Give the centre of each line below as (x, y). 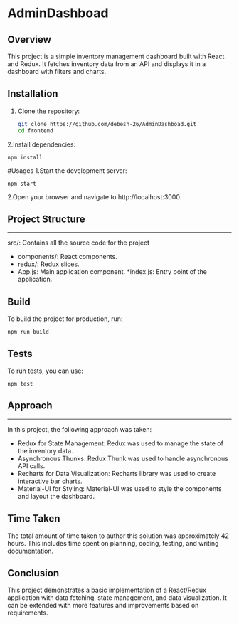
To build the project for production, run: (65, 319)
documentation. (31, 551)
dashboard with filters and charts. (57, 72)
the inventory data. (45, 450)
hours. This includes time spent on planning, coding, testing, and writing (113, 543)
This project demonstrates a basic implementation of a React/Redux (107, 590)
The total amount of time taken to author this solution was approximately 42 (118, 536)
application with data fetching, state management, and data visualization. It (117, 598)
